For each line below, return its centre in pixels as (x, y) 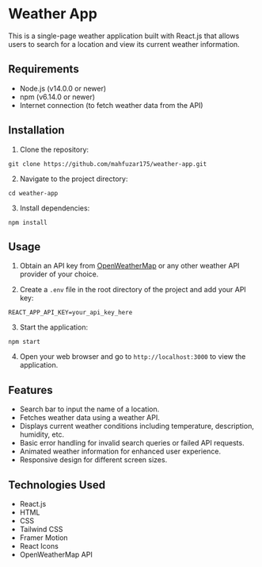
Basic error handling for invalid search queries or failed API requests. (132, 443)
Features (30, 390)
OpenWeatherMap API (56, 554)
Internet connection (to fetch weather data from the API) (111, 105)
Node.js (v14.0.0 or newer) (63, 88)
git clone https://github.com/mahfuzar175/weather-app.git (108, 164)
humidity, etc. (42, 434)
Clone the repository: (54, 149)
